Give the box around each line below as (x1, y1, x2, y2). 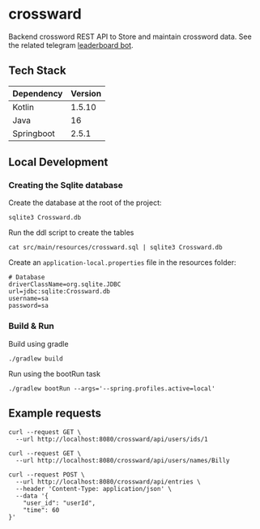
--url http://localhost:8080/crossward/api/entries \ (15, 477, 201, 486)
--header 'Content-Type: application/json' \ (15, 484, 173, 493)
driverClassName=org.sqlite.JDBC (8, 280, 121, 288)
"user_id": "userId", (23, 499, 96, 507)
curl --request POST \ (8, 471, 85, 479)
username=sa (8, 295, 49, 303)
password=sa (8, 301, 49, 310)
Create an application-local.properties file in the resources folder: (8, 258, 237, 267)
